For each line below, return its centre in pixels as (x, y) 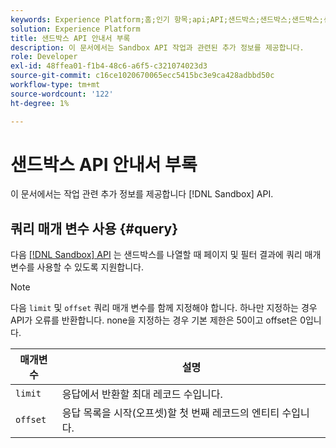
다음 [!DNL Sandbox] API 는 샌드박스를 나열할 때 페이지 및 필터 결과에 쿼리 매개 (166, 255)
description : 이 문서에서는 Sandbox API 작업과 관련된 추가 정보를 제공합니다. (157, 47)
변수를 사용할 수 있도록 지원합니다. (77, 267)
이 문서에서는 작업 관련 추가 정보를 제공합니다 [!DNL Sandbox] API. (142, 194)
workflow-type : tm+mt (55, 85)
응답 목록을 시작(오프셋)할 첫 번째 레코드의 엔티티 (170, 413)
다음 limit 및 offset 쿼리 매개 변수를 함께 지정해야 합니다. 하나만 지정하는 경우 (164, 308)
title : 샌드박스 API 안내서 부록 (70, 38)
